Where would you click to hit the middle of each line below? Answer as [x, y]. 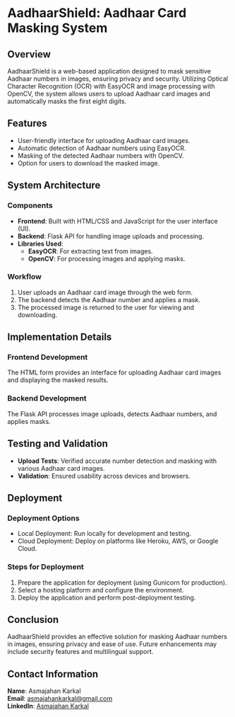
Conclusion [33, 620]
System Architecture [54, 185]
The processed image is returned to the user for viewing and [106, 307]
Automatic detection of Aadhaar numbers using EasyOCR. [102, 148]
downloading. [37, 315]
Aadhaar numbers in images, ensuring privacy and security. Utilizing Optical [117, 79]
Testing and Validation [58, 444]
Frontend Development [48, 357]
